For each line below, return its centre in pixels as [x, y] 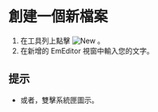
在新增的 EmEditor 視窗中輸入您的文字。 [87, 50]
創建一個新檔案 [58, 17]
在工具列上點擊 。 [62, 41]
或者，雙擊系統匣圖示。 [59, 100]
